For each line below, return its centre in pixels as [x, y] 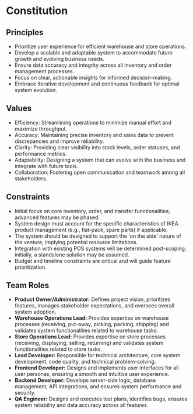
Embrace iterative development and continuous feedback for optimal [97, 84]
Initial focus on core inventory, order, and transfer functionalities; [92, 211]
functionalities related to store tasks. [58, 349]
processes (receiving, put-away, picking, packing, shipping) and [92, 324]
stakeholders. [31, 178]
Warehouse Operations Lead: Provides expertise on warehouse [92, 318]
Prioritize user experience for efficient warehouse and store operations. [100, 46]
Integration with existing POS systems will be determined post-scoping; [100, 248]
